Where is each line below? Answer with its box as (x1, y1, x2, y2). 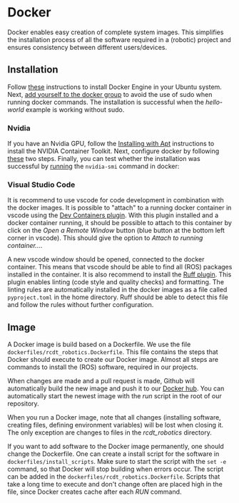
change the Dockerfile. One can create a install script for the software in (7, 450, 220, 458)
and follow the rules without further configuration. (7, 301, 154, 309)
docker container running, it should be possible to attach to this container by (7, 219, 232, 227)
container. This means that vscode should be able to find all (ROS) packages (7, 263, 233, 271)
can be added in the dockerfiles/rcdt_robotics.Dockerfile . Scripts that (7, 472, 220, 481)
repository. (7, 400, 39, 408)
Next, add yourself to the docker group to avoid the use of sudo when (7, 90, 213, 98)
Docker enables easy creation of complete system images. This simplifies (7, 28, 224, 36)
